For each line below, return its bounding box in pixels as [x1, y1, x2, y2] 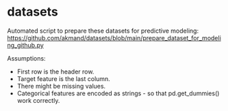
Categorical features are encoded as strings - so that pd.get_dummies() [16, 89, 220, 97]
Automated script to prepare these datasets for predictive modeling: [7, 27, 199, 35]
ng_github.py [7, 41, 45, 49]
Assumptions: [7, 54, 46, 62]
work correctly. [16, 96, 60, 104]
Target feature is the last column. [16, 74, 111, 82]
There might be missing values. [16, 82, 106, 90]
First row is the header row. [16, 67, 94, 76]
